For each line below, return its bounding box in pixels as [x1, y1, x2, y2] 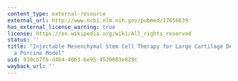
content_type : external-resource [7, 10, 106, 18]
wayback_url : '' [7, 63, 55, 70]
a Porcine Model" [13, 50, 65, 57]
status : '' [7, 37, 40, 44]
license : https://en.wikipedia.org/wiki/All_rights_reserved [7, 30, 192, 37]
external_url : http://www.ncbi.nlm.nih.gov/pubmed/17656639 [7, 17, 189, 24]
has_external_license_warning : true [7, 23, 115, 30]
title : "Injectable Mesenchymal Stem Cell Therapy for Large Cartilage [7, 43, 223, 50]
